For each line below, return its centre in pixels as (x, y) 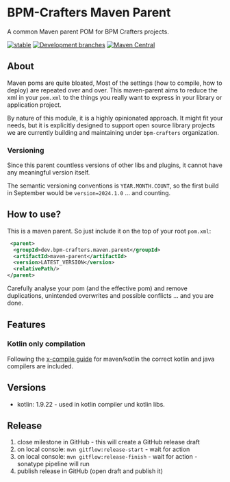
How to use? (34, 215)
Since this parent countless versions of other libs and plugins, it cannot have (115, 165)
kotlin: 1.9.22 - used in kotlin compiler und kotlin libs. (91, 404)
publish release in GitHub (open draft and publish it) (90, 471)
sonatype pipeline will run (53, 464)
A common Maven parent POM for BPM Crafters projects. (88, 31)
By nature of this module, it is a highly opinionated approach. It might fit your (115, 118)
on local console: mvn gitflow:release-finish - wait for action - (107, 457)
